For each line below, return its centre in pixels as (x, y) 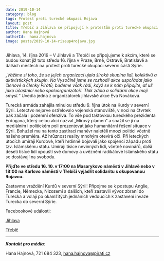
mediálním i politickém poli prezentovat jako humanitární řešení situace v (78, 126)
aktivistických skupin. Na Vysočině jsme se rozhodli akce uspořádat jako (79, 80)
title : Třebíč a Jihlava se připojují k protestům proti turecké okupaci (82, 28)
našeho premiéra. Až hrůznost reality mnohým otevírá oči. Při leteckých (77, 136)
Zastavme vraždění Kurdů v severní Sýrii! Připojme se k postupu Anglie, (77, 186)
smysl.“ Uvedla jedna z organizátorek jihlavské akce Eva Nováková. (73, 95)
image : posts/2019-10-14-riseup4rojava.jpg (50, 41)
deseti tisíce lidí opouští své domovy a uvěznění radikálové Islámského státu (82, 151)
